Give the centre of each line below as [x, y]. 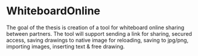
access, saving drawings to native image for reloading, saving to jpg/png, [97, 40]
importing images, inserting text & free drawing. [65, 46]
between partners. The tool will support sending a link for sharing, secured [99, 33]
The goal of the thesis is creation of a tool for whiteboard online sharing [95, 27]
